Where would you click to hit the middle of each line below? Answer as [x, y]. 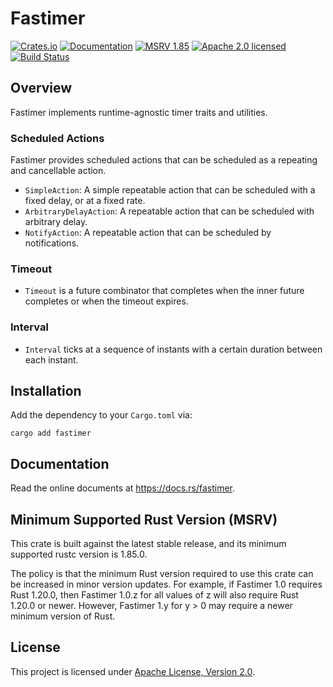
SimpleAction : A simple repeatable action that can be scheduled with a [170, 190]
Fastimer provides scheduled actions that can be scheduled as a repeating [164, 160]
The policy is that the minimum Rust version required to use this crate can [162, 574]
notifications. [52, 243]
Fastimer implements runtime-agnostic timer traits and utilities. [139, 112]
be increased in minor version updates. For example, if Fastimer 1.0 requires [166, 584]
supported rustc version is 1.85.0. [79, 554]
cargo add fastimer [51, 433]
